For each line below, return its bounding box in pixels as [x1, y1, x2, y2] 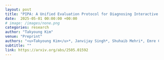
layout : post [5, 7, 32, 12]
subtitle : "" [5, 43, 32, 48]
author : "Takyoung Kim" [5, 30, 54, 34]
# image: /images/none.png [5, 20, 60, 26]
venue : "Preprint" [5, 34, 42, 39]
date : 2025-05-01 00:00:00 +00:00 [5, 16, 78, 21]
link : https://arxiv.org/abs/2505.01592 [5, 47, 89, 52]
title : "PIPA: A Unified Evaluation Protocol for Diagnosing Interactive [5, 12, 159, 16]
